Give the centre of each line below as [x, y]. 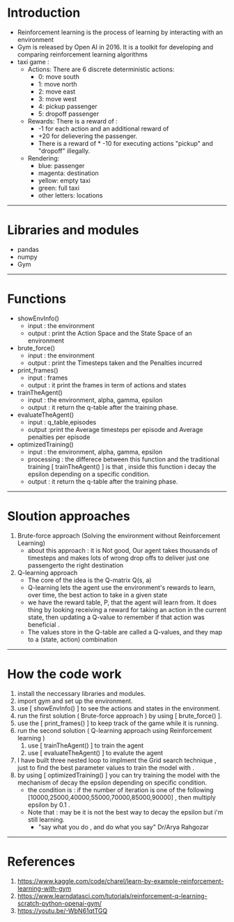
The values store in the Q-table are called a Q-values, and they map [125, 632]
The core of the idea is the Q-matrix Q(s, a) [89, 580]
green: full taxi [59, 188]
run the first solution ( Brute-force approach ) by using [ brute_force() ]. [119, 715]
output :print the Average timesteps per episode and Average [115, 429]
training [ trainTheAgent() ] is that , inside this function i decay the [122, 466]
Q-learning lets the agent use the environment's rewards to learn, [122, 587]
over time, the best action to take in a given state [97, 595]
